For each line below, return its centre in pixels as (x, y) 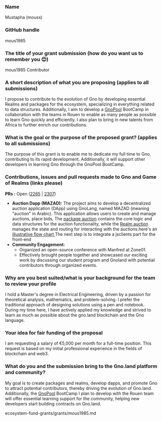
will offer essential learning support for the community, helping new (72, 398)
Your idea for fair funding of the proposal (54, 333)
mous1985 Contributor (27, 70)
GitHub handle (22, 30)
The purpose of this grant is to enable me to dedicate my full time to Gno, (78, 154)
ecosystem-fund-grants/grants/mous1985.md (51, 413)
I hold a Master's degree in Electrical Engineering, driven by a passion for (78, 295)
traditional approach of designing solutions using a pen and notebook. (75, 305)
